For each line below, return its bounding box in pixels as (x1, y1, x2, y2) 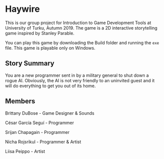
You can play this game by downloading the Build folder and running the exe (5, 39, 159, 45)
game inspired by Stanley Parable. (5, 30, 75, 36)
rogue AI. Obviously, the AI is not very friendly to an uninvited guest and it (5, 77, 155, 83)
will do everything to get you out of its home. (5, 83, 96, 89)
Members (5, 97, 35, 105)
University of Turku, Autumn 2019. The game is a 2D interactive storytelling (5, 25, 158, 31)
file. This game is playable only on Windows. (5, 45, 96, 51)
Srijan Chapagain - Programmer (5, 129, 70, 135)
